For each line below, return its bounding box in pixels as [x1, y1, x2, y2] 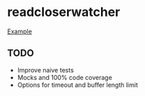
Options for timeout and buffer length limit [17, 81, 138, 89]
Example [7, 27, 33, 35]
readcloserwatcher [7, 4, 121, 20]
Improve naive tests [17, 65, 75, 74]
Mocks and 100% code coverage [17, 73, 113, 81]
